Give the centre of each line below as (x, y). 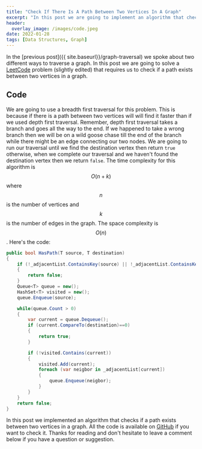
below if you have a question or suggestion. (60, 439)
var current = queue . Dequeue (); (69, 320)
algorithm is (21, 166)
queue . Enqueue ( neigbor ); (80, 381)
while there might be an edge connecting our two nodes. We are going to (97, 141)
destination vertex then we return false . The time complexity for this (91, 160)
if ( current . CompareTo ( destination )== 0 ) (79, 325)
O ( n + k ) (101, 176)
